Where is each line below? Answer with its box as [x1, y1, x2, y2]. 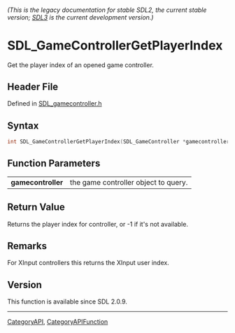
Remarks [7, 240, 48, 252]
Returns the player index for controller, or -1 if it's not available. [7, 220, 189, 228]
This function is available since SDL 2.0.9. [7, 297, 128, 306]
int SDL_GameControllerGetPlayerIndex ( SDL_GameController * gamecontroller [7, 139, 230, 146]
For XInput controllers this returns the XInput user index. [7, 259, 169, 267]
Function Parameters [7, 157, 101, 169]
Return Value [7, 201, 65, 213]
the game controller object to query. [69, 177, 188, 187]
